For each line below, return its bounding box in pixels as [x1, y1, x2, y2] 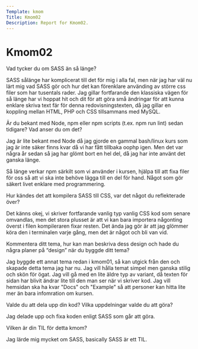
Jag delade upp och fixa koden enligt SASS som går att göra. [6, 313, 155, 320]
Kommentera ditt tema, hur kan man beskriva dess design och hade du [6, 240, 179, 247]
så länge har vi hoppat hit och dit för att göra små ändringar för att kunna [6, 96, 184, 103]
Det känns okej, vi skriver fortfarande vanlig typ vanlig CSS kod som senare [6, 210, 191, 217]
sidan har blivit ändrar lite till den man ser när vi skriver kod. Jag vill [6, 277, 171, 284]
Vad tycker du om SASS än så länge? [6, 65, 97, 72]
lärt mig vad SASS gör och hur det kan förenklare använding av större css [6, 83, 186, 90]
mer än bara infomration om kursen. [6, 290, 94, 297]
